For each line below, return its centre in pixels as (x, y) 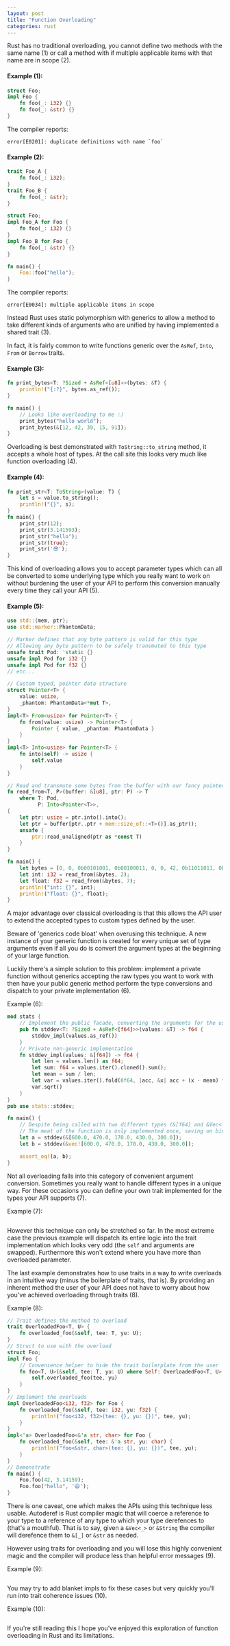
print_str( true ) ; (44, 543)
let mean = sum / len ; (64, 1074)
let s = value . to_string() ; (59, 498)
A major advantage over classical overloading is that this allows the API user (115, 913)
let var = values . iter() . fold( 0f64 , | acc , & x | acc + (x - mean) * (128, 1081)
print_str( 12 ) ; (41, 523)
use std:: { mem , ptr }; (38, 621)
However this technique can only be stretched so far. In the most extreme (111, 1230)
